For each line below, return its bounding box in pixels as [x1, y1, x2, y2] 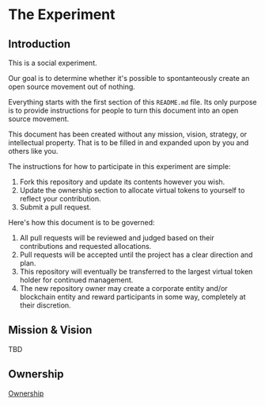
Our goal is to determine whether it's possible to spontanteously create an [8, 74, 250, 82]
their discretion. [19, 301, 71, 310]
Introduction [8, 37, 71, 51]
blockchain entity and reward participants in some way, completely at [19, 292, 246, 301]
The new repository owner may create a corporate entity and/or [19, 284, 228, 293]
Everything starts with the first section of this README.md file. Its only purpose [8, 98, 257, 106]
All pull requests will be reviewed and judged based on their [19, 233, 215, 243]
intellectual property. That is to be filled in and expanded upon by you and [8, 138, 249, 147]
